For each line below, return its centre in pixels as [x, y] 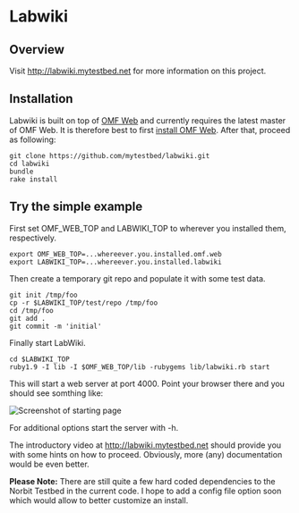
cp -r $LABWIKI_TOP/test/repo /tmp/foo [84, 303]
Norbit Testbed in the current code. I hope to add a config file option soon [145, 491]
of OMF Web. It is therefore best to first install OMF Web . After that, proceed [150, 130]
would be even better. [49, 464]
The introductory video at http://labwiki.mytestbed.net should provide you [145, 445]
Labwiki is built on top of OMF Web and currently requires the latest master [148, 120]
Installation [41, 99]
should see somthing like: [56, 393]
